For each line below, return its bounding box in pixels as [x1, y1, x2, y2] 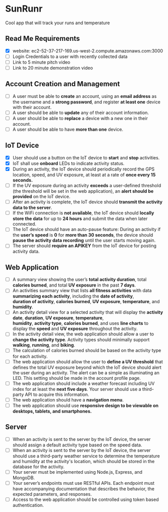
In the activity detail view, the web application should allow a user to [12, 331, 154, 337]
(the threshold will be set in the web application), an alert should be [12, 188, 154, 194]
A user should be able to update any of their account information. [12, 109, 149, 116]
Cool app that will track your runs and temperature [5, 20, 110, 26]
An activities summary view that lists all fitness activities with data [12, 288, 152, 294]
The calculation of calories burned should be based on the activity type [12, 348, 161, 354]
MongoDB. [12, 475, 35, 481]
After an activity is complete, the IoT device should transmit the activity [12, 199, 163, 205]
